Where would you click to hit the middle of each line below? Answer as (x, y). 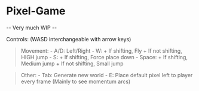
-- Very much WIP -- (32, 28)
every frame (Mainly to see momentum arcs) (76, 81)
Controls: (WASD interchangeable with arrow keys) (69, 39)
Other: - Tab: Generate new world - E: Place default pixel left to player (107, 75)
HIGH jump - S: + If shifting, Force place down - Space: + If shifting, (104, 57)
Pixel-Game (36, 11)
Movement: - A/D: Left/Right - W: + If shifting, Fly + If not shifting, (101, 51)
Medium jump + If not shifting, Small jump (72, 63)
